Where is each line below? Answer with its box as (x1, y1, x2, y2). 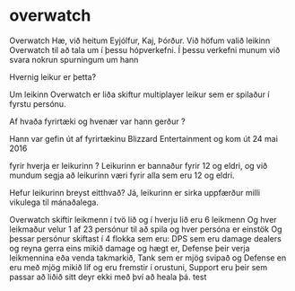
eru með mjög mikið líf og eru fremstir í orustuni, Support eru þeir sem (9, 261, 267, 272)
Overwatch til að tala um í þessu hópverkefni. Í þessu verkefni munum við (9, 44, 281, 55)
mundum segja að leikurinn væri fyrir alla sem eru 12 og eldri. (9, 170, 235, 181)
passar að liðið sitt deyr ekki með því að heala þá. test (9, 271, 207, 282)
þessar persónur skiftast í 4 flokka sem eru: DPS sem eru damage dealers (9, 233, 282, 243)
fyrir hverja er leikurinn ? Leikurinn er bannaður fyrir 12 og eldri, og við (9, 160, 268, 171)
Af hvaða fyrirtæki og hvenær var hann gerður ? (9, 116, 186, 127)
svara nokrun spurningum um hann (9, 54, 139, 65)
